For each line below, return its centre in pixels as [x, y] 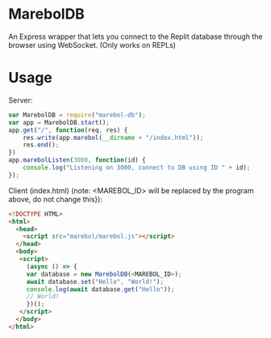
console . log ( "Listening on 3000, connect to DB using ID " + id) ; [137, 167]
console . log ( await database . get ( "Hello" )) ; [100, 289]
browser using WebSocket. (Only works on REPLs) [92, 44]
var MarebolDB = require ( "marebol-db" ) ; [77, 115]
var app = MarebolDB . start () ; [59, 122]
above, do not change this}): [56, 199]
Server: [21, 100]
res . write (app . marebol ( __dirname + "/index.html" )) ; [113, 137]
